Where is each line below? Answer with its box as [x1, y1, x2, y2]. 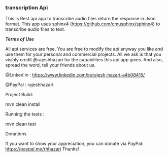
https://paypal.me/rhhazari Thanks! [5, 146, 80, 152]
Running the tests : [5, 111, 45, 117]
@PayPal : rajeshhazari [5, 82, 54, 88]
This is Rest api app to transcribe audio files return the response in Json [5, 16, 156, 22]
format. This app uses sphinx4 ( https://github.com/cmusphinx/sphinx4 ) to [5, 21, 160, 27]
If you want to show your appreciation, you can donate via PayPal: [5, 141, 144, 147]
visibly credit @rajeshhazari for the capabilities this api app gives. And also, [5, 57, 163, 63]
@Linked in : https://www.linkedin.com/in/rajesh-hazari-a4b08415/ [5, 72, 145, 78]
